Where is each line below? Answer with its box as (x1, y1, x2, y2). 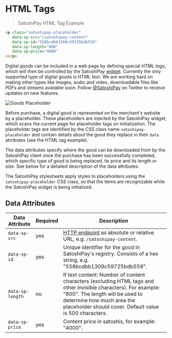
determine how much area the (63, 297, 136, 304)
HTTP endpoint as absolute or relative (63, 229, 155, 236)
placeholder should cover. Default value (63, 303, 159, 310)
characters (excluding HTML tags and (63, 278, 155, 284)
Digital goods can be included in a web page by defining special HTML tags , (5, 63, 166, 69)
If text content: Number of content (63, 272, 145, 278)
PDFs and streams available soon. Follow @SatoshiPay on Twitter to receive (5, 85, 165, 91)
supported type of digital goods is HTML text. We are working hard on (5, 74, 153, 80)
